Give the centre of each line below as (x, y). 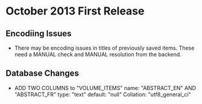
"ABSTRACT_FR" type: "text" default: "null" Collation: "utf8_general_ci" (103, 94)
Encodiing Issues (39, 34)
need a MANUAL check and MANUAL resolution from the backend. (98, 54)
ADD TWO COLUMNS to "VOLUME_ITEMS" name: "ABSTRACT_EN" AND (105, 88)
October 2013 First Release (75, 11)
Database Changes (42, 73)
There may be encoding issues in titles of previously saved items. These (104, 48)
